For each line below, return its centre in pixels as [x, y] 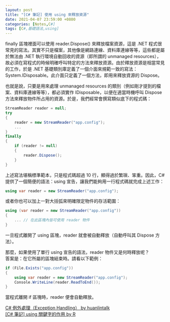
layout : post [19, 10]
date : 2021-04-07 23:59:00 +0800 [40, 19]
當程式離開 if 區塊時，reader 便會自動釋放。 [51, 297]
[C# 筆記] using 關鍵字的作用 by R [40, 314]
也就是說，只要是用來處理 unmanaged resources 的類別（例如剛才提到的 [81, 86]
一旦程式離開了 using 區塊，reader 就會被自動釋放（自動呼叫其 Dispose [80, 235]
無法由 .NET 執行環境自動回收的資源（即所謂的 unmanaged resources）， [85, 57]
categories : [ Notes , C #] [30, 24]
